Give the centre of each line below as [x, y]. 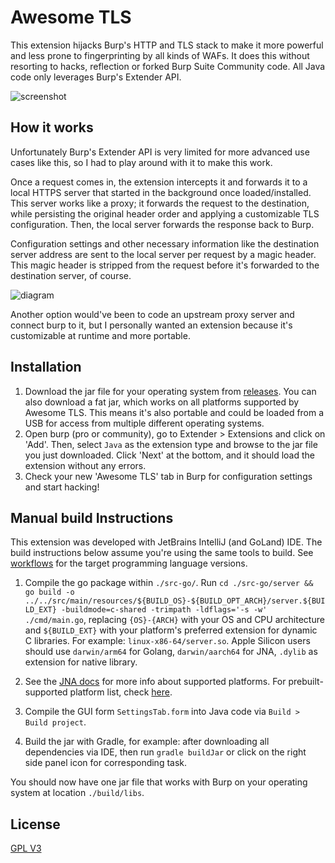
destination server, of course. [71, 275]
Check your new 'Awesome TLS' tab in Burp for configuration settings [168, 476]
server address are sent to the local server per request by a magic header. [163, 254]
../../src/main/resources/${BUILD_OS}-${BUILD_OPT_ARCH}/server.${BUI [175, 601]
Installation [46, 367]
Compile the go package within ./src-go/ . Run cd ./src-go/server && [169, 583]
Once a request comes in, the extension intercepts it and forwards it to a [159, 182]
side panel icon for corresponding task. [106, 763]
